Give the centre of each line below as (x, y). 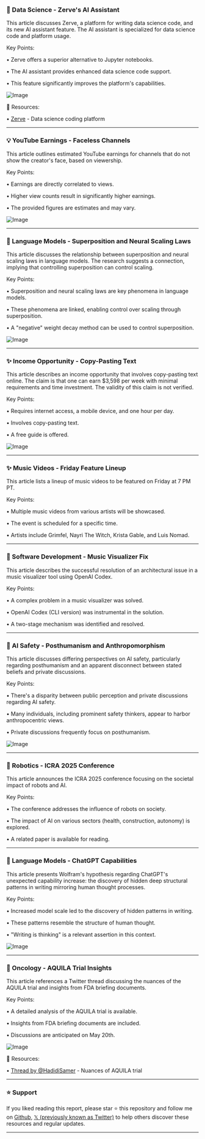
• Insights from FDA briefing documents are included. (74, 1023)
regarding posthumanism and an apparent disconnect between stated (94, 665)
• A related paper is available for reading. (58, 839)
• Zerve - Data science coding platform (56, 119)
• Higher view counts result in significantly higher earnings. (81, 196)
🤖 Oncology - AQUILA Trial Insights (59, 968)
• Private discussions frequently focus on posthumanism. (78, 732)
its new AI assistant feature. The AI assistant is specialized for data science (101, 29)
